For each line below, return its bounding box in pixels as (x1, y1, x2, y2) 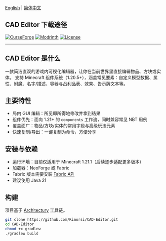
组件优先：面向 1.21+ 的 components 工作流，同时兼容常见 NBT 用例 (12, 117, 148, 122)
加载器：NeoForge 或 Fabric (12, 165, 70, 171)
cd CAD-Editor (5, 222, 35, 227)
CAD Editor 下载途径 (5, 21, 68, 29)
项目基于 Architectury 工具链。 (5, 207, 68, 213)
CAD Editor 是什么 (5, 54, 61, 63)
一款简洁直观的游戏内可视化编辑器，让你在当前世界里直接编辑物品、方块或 (5, 68, 157, 74)
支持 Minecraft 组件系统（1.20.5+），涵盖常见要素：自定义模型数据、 (14, 74, 154, 80)
